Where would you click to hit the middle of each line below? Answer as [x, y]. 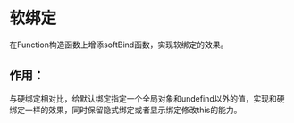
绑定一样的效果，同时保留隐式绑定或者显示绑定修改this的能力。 [126, 110]
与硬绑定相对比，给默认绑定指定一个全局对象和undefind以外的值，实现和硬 [147, 98]
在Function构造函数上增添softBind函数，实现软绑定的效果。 [119, 45]
